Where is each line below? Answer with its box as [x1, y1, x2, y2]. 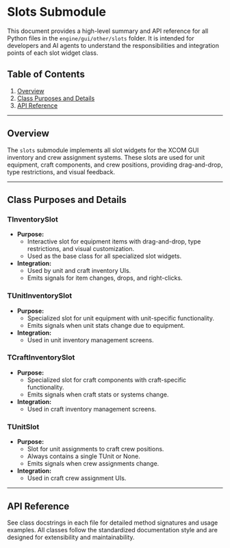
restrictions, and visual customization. [27, 245, 135, 253]
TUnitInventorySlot [7, 291, 73, 300]
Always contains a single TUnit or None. [27, 452, 140, 460]
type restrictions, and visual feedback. [7, 167, 116, 176]
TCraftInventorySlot [7, 353, 75, 362]
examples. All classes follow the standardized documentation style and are [7, 525, 218, 534]
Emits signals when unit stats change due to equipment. [27, 321, 185, 329]
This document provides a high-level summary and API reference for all [7, 27, 209, 35]
